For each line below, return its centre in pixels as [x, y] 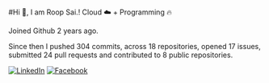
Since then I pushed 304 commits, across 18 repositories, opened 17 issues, [134, 46]
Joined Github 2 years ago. [53, 31]
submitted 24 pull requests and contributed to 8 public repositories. [121, 55]
